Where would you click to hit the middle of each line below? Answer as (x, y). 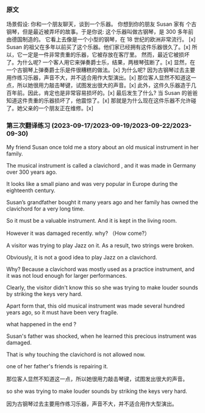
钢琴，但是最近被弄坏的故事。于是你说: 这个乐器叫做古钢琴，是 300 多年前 (100, 32)
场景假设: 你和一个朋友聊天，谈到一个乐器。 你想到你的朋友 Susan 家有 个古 (102, 24)
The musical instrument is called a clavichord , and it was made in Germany (101, 165)
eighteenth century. (31, 190)
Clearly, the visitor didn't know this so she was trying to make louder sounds (102, 287)
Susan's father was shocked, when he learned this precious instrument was (102, 336)
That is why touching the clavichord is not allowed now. (76, 354)
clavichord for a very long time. (45, 209)
